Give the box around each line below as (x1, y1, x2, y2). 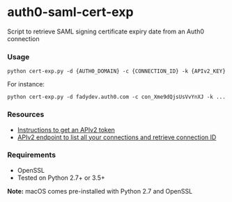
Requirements (7, 150, 56, 160)
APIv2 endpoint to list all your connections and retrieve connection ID (17, 133, 217, 141)
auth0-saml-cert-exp (7, 4, 134, 20)
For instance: (7, 80, 45, 88)
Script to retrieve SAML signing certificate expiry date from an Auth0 (7, 27, 204, 36)
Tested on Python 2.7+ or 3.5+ (17, 173, 106, 182)
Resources (7, 109, 45, 119)
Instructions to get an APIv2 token (17, 125, 115, 134)
